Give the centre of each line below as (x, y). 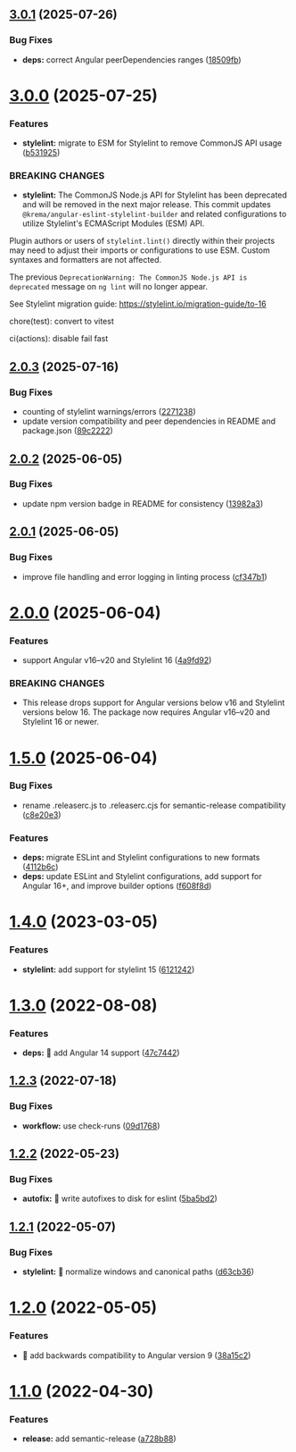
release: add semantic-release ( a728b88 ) (99, 1439)
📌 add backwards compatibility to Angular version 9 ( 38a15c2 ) (136, 1355)
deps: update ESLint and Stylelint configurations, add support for (142, 877)
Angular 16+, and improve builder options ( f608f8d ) (117, 886)
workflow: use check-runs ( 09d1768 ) (91, 1126)
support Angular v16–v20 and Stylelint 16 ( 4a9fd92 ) (117, 660)
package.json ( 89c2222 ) (67, 431)
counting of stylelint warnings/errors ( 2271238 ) (109, 412)
